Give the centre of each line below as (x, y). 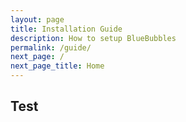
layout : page (37, 19)
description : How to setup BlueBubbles (93, 38)
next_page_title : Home (57, 66)
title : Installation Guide (66, 29)
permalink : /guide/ (51, 47)
